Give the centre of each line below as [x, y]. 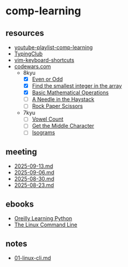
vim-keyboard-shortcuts [44, 60]
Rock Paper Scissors [57, 106]
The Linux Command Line [46, 225]
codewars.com [32, 66]
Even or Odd [47, 79]
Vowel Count [48, 119]
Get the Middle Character [63, 126]
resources [25, 33]
